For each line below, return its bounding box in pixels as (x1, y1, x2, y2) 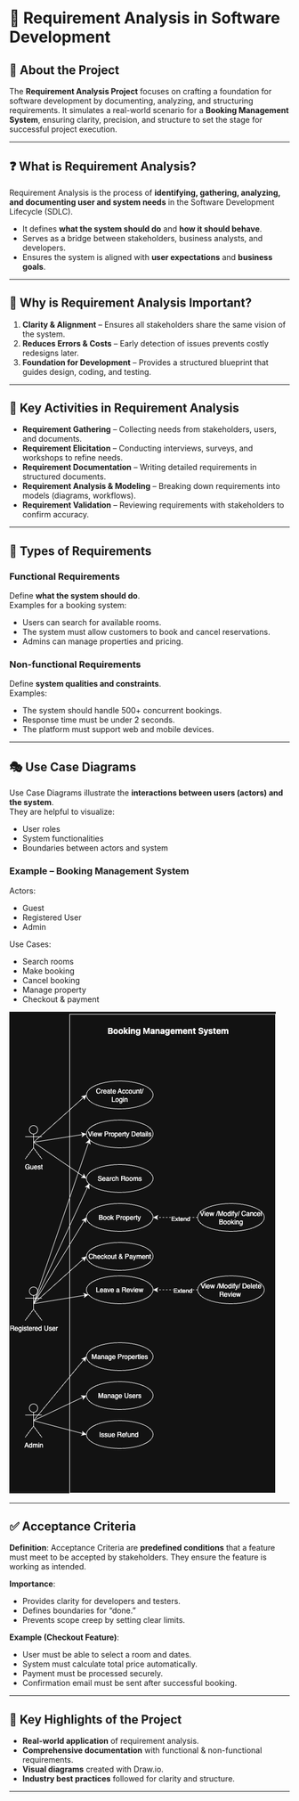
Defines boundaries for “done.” (21, 1605, 136, 1616)
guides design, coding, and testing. (21, 366, 152, 377)
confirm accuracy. (21, 509, 90, 520)
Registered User (21, 912, 82, 923)
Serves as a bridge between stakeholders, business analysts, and (21, 232, 263, 243)
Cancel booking (21, 974, 80, 985)
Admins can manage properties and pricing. (21, 636, 184, 647)
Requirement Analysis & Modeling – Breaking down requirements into (21, 481, 280, 492)
